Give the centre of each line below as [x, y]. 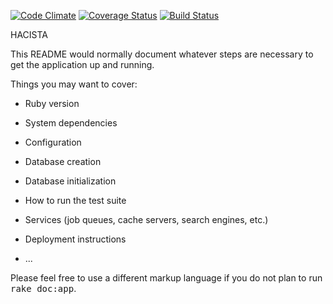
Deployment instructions [75, 239]
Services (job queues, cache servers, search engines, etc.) [146, 219]
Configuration [53, 142]
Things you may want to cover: [74, 84]
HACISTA [29, 34]
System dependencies [71, 123]
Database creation [63, 161]
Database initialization [70, 181]
